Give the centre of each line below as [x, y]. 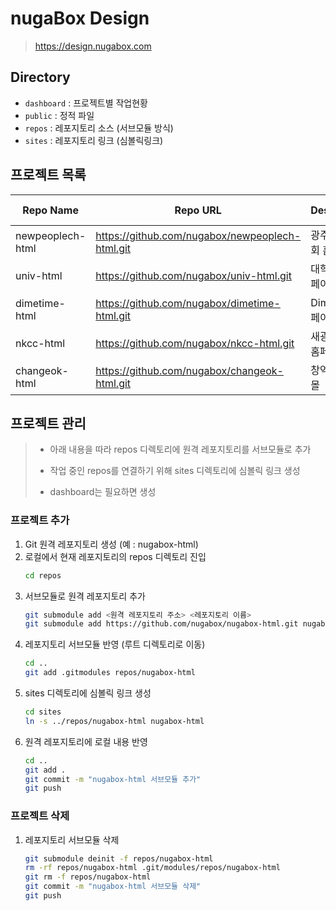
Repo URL [198, 210]
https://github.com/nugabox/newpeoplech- [198, 235]
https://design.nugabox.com [93, 46]
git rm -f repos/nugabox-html [88, 877]
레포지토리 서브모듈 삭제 [72, 839]
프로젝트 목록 [48, 175]
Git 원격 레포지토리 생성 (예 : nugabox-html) [111, 544]
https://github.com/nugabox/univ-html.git [193, 275]
